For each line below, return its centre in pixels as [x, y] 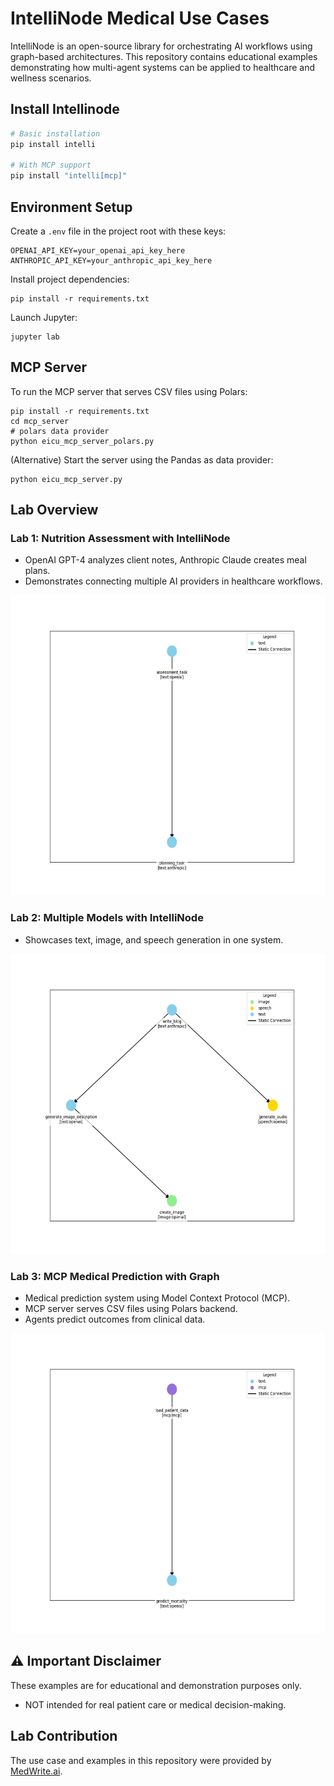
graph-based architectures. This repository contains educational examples [164, 56]
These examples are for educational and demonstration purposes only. [156, 1685]
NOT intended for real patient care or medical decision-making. [155, 1704]
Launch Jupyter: [44, 317]
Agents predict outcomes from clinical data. [115, 1319]
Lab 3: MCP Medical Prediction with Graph [115, 1276]
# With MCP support [51, 165]
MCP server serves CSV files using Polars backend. [131, 1309]
